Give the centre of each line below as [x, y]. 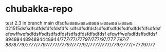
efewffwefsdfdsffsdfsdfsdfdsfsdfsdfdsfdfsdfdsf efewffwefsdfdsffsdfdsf [81, 34]
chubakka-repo [39, 9]
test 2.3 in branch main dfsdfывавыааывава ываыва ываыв [69, 23]
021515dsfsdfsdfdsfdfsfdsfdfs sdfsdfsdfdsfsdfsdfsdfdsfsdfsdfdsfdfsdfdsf [83, 28]
